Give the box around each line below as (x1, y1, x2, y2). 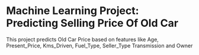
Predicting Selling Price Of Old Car (6, 16, 179, 30)
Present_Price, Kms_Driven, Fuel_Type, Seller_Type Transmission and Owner (6, 42, 193, 49)
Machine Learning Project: (6, 4, 139, 18)
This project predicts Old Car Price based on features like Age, (6, 36, 159, 43)
